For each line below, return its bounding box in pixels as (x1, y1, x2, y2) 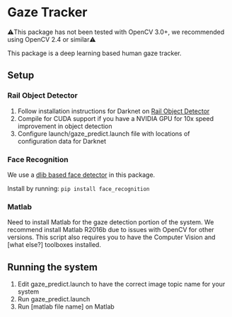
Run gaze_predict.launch (17, 295, 91, 304)
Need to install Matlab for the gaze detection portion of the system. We (7, 218, 214, 226)
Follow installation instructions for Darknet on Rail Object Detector (17, 107, 210, 115)
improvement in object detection (17, 122, 112, 130)
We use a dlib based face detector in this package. (7, 171, 156, 179)
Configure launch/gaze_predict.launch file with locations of (17, 129, 190, 138)
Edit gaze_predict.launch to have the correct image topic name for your (17, 280, 226, 289)
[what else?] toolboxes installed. (7, 241, 101, 249)
